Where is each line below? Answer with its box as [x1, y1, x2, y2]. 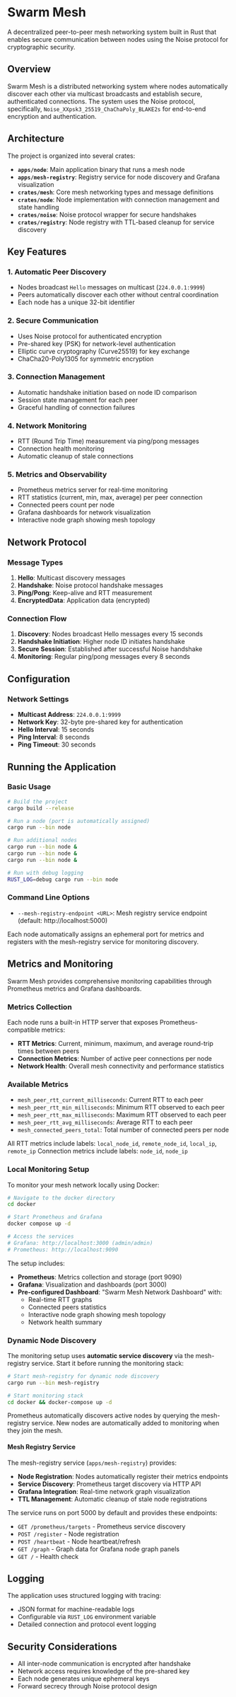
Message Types [7, 557, 64, 567]
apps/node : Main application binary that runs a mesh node [17, 165, 185, 173]
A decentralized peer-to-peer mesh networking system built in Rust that [7, 28, 217, 36]
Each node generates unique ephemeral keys [17, 1674, 150, 1683]
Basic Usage [7, 782, 52, 792]
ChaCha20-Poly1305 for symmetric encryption [17, 355, 154, 363]
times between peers [17, 1047, 80, 1055]
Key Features [7, 246, 67, 258]
